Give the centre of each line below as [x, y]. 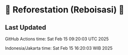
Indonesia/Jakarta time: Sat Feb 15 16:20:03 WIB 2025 [59, 48]
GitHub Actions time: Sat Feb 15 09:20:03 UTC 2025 [57, 39]
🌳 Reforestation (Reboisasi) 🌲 [65, 10]
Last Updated [26, 27]
